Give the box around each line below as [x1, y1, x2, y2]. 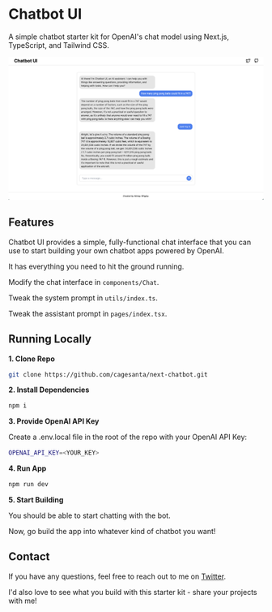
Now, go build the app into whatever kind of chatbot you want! [8, 527, 216, 537]
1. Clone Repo [8, 354, 55, 364]
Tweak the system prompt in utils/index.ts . [8, 293, 158, 303]
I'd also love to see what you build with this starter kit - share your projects [8, 587, 257, 597]
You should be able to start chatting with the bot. [8, 511, 172, 520]
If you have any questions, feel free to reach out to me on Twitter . [8, 571, 227, 581]
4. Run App [8, 463, 47, 473]
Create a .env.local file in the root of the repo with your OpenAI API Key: [8, 432, 248, 442]
